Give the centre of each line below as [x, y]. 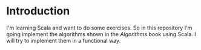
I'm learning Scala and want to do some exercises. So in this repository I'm [99, 28]
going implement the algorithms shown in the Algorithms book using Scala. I [101, 34]
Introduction [38, 11]
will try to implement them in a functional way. [64, 40]
